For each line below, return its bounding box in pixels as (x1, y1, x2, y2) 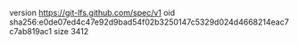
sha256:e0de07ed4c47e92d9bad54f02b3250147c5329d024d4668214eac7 (9, 17, 290, 27)
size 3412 (53, 26, 89, 36)
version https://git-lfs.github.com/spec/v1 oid (9, 8, 176, 18)
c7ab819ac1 (9, 26, 52, 36)
